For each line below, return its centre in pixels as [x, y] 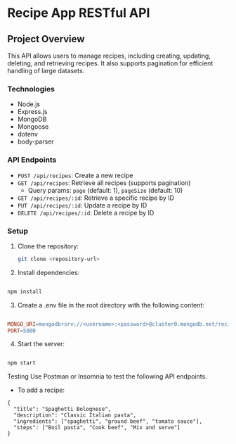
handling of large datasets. [46, 71]
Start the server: [41, 344]
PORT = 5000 [22, 331]
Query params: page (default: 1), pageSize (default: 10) [105, 190]
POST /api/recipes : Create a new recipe [75, 175]
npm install [25, 291]
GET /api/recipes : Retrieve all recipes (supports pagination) [104, 183]
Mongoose [33, 127]
